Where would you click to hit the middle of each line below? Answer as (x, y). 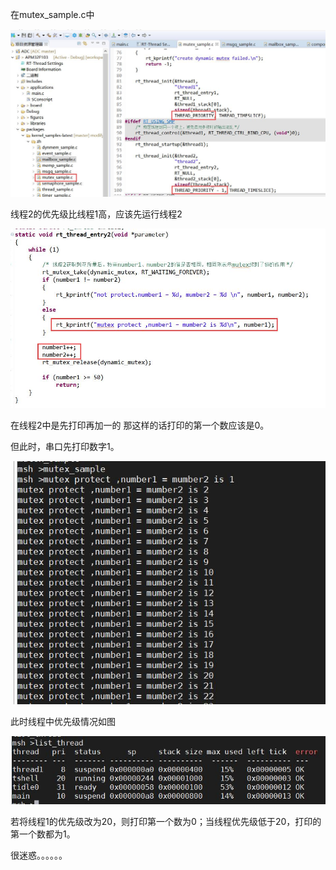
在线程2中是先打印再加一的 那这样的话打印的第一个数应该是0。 (140, 425)
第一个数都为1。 (43, 834)
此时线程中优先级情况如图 (63, 721)
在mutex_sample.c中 (52, 14)
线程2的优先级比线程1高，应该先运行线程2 (96, 214)
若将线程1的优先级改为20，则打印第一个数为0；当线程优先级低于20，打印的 (166, 821)
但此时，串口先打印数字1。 (65, 447)
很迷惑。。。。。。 (39, 855)
